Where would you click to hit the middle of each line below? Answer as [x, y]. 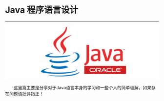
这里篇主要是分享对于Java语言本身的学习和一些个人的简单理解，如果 [83, 88]
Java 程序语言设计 [42, 10]
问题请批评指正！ [26, 94]
